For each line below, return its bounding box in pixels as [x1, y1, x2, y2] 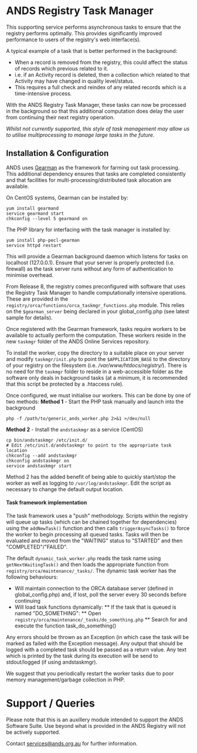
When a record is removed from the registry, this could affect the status [14, 59, 188, 66]
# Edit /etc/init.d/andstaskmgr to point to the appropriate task [6, 442, 172, 448]
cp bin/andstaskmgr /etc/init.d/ [6, 437, 88, 443]
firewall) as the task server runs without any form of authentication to [6, 265, 174, 272]
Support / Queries [6, 697, 95, 710]
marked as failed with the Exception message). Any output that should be [6, 640, 183, 647]
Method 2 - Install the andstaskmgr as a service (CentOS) [6, 426, 144, 433]
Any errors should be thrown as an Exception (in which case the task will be [6, 633, 189, 640]
